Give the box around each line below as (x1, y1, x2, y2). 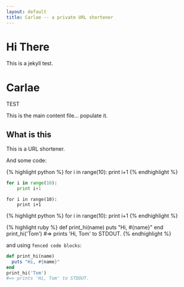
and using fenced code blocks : (6, 242, 82, 249)
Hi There (6, 40, 50, 54)
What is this (6, 129, 52, 139)
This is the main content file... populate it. (6, 112, 108, 120)
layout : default (6, 8, 47, 15)
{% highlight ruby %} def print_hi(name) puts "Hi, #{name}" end (6, 224, 164, 231)
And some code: (6, 157, 47, 164)
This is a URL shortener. (6, 145, 65, 152)
